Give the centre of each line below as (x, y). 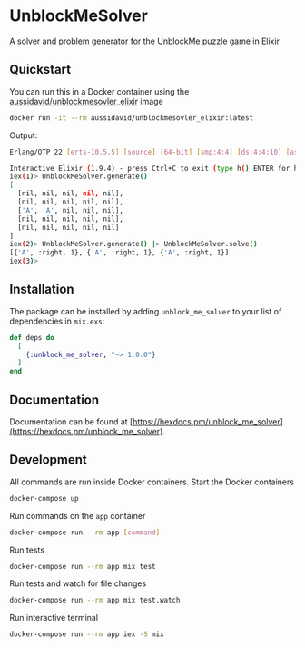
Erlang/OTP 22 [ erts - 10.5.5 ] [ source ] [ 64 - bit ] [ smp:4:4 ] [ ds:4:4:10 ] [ (150, 152)
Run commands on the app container (78, 515)
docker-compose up (44, 498)
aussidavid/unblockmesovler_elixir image (86, 101)
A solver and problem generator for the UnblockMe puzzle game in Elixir (144, 41)
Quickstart (40, 70)
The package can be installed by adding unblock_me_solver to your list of (146, 311)
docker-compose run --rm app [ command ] (85, 533)
